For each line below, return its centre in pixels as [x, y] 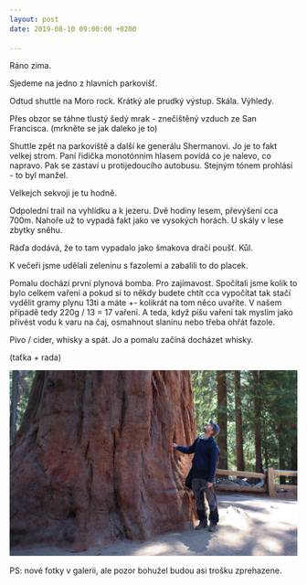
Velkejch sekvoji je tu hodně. [63, 193]
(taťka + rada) [36, 357]
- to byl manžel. [39, 175]
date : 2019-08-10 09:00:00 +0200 [73, 29]
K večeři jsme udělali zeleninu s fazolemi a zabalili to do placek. [129, 266]
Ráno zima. [31, 66]
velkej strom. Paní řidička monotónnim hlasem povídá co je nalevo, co [140, 156]
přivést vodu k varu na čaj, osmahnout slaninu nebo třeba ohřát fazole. [143, 322]
